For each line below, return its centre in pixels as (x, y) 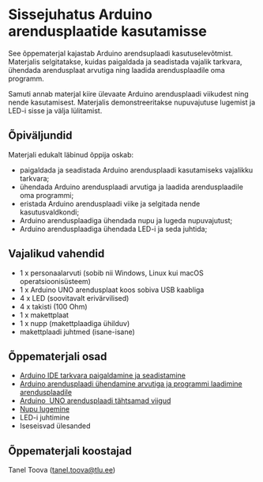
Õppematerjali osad (58, 357)
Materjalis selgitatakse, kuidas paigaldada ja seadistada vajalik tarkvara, (125, 62)
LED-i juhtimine (45, 418)
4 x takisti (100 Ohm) (53, 306)
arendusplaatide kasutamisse (107, 31)
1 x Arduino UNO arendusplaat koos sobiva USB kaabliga (112, 290)
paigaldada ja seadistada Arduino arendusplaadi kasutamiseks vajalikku (136, 170)
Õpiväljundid (40, 136)
